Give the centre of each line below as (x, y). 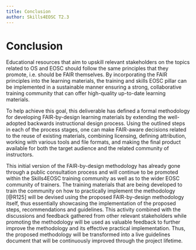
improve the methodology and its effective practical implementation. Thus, (96, 228)
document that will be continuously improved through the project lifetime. (94, 241)
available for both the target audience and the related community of (87, 148)
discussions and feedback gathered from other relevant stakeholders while (97, 216)
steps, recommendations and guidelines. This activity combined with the (94, 210)
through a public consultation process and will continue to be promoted (92, 172)
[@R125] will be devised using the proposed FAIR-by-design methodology (95, 197)
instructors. (20, 155)
